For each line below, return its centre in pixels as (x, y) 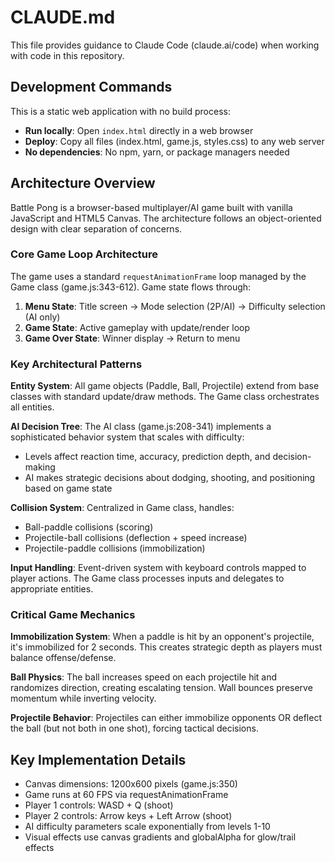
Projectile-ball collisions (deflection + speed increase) (136, 538)
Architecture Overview (83, 183)
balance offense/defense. (63, 658)
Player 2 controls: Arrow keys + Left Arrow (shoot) (128, 816)
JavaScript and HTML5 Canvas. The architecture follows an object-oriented (166, 218)
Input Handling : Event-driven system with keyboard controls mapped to (158, 568)
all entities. (32, 407)
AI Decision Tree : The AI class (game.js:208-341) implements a (141, 427)
